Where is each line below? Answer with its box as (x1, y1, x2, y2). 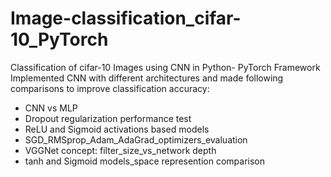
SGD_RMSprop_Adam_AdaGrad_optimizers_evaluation (24, 133, 248, 146)
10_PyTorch (10, 28, 109, 51)
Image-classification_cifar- (10, 7, 242, 30)
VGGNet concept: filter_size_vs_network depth (24, 144, 217, 156)
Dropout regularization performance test (24, 112, 192, 124)
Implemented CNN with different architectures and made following (10, 72, 284, 84)
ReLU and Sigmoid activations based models (24, 123, 210, 135)
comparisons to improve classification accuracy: (10, 82, 210, 94)
